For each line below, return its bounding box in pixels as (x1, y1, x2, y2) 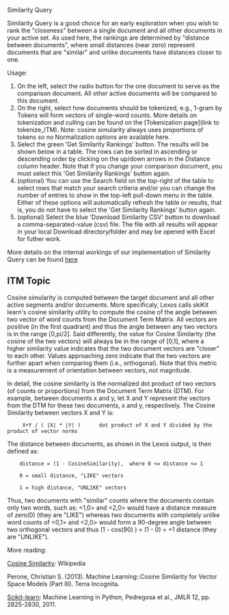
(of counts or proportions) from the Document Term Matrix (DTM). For (7, 386, 204, 394)
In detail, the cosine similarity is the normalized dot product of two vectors (7, 379, 217, 388)
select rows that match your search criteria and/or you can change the (16, 184, 216, 192)
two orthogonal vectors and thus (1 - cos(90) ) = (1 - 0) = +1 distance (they (7, 525, 217, 534)
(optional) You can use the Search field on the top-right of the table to (16, 177, 214, 184)
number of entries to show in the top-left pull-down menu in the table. (16, 191, 214, 199)
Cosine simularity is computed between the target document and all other (7, 293, 215, 301)
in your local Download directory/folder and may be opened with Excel (16, 227, 215, 236)
